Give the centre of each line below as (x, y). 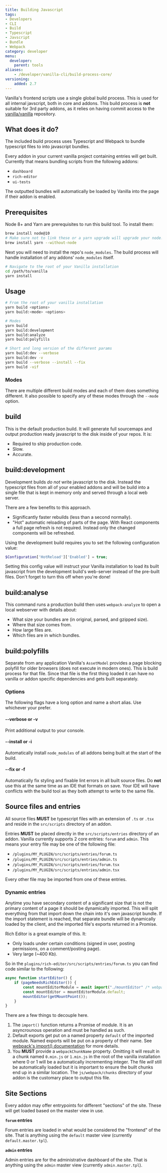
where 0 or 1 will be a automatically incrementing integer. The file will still (87, 1062)
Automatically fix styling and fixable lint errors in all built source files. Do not (83, 781)
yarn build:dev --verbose (32, 353)
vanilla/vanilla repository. (31, 114)
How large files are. (32, 630)
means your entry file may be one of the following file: (60, 844)
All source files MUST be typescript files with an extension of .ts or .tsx (80, 818)
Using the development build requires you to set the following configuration (83, 542)
